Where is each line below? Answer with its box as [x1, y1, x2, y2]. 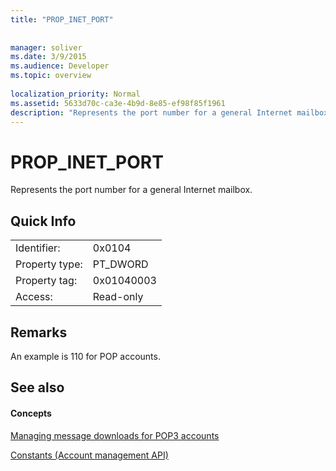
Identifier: [15, 241, 61, 255]
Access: [15, 290, 53, 304]
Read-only [92, 290, 144, 304]
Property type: [15, 257, 83, 271]
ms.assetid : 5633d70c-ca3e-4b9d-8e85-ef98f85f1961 [10, 98, 226, 108]
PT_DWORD [92, 257, 149, 271]
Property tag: [15, 274, 78, 288]
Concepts [10, 407, 52, 419]
